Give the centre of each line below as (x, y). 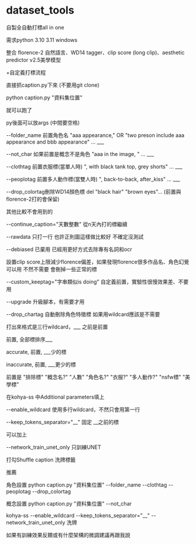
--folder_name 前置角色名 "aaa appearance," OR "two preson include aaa (95, 135)
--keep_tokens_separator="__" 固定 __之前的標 (63, 422)
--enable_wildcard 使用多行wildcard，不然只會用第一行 (73, 409)
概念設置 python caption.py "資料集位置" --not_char (69, 503)
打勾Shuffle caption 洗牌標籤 (41, 460)
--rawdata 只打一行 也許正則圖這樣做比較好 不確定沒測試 (75, 236)
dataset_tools (40, 10)
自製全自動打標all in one (35, 27)
